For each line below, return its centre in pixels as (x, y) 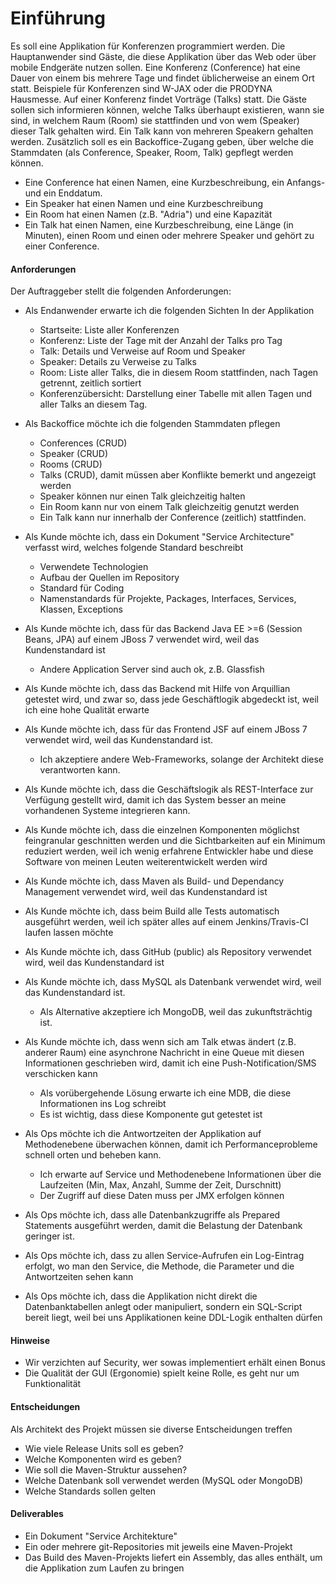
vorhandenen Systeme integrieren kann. (107, 811)
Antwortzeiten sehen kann (79, 1277)
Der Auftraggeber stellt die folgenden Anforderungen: (121, 291)
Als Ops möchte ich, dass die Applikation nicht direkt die (141, 1296)
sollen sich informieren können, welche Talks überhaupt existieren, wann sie (167, 109)
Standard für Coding (82, 588)
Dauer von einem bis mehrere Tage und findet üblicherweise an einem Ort (162, 78)
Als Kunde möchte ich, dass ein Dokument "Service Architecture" (159, 537)
